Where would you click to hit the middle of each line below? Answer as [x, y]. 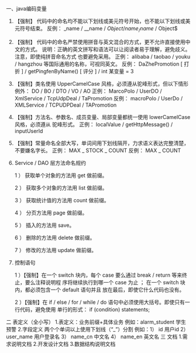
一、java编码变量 [26, 9]
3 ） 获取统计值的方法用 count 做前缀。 [62, 200]
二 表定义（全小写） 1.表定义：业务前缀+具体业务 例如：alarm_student [90, 322]
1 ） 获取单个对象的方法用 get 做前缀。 [61, 175]
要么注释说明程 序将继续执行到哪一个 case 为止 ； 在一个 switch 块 [105, 282]
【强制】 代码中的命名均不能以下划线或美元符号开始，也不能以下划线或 [100, 21]
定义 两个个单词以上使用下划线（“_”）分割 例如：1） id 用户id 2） [111, 329]
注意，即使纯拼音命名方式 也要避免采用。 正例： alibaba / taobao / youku [102, 56]
